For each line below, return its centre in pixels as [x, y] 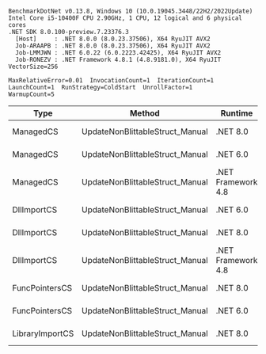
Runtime [237, 113]
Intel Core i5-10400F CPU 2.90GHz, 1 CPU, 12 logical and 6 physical [125, 18]
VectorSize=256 [33, 67]
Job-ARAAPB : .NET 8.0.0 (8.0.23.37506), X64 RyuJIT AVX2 [113, 46]
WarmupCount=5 [32, 94]
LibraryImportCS [43, 333]
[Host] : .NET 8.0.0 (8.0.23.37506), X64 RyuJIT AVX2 [113, 39]
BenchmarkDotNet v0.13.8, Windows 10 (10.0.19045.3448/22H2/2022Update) [131, 11]
